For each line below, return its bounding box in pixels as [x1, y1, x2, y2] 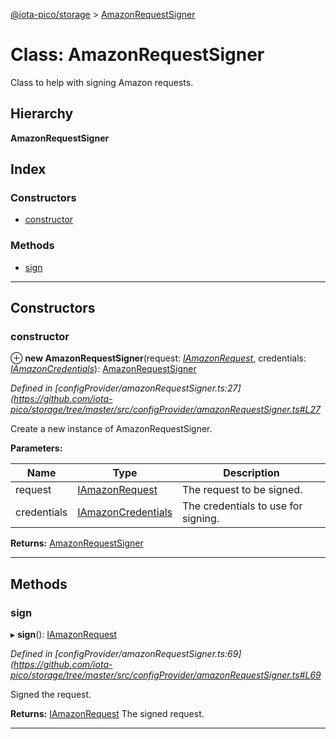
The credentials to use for [181, 499, 303, 513]
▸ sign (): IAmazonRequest [10, 629, 118, 641]
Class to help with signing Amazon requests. [10, 76, 194, 88]
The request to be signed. [181, 483, 303, 497]
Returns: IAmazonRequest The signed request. [10, 708, 205, 720]
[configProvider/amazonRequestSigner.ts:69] [54, 648, 242, 660]
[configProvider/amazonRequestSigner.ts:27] [54, 382, 242, 394]
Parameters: [10, 442, 63, 454]
